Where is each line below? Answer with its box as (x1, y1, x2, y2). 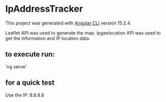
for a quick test (5, 79, 55, 87)
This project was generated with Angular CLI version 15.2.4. (5, 20, 132, 26)
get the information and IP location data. (5, 35, 90, 41)
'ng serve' (5, 63, 27, 69)
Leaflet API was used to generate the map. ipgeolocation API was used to (5, 30, 161, 36)
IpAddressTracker (5, 3, 83, 15)
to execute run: (5, 50, 55, 59)
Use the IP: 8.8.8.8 (5, 92, 45, 98)
